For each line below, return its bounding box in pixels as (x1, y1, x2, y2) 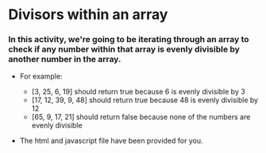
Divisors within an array (8, 6, 168, 24)
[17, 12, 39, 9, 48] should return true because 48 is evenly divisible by (31, 95, 259, 105)
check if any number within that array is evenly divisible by (8, 44, 241, 55)
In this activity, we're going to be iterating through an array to (8, 34, 249, 45)
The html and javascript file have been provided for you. (19, 136, 203, 146)
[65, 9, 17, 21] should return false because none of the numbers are (31, 113, 251, 122)
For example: (19, 71, 63, 81)
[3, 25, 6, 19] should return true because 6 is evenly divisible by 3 (31, 87, 246, 97)
